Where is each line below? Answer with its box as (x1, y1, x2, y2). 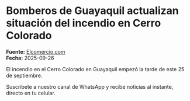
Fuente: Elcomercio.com (6, 48, 65, 55)
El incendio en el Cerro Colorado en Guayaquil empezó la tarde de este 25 (6, 65, 185, 72)
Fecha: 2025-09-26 (6, 54, 54, 61)
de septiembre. (6, 72, 43, 79)
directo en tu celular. (6, 89, 56, 96)
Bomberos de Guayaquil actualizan (6, 4, 179, 18)
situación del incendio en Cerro (6, 16, 161, 30)
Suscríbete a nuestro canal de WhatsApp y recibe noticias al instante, (6, 83, 174, 90)
